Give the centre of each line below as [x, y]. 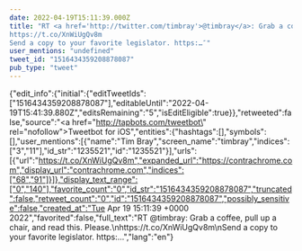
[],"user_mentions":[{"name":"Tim [72, 141]
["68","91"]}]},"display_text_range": [74, 179]
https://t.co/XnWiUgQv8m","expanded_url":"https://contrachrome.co [165, 160]
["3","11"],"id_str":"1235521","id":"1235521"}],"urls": [103, 150]
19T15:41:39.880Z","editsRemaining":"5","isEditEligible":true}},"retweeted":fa [151, 112]
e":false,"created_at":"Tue [58, 208]
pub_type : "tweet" [44, 68]
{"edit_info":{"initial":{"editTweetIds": [78, 93]
